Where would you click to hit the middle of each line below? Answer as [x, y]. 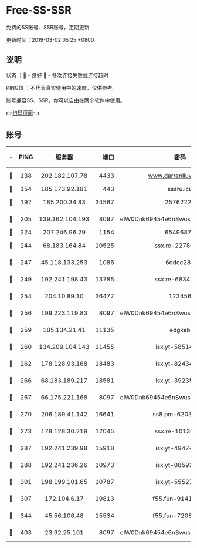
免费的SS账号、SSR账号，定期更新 [48, 27]
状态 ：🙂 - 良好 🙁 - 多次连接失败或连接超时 [57, 75]
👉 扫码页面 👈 [23, 113]
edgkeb [180, 330]
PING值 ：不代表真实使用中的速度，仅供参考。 [62, 88]
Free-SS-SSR [39, 10]
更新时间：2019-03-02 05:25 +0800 [50, 39]
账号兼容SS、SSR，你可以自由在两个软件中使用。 [66, 100]
